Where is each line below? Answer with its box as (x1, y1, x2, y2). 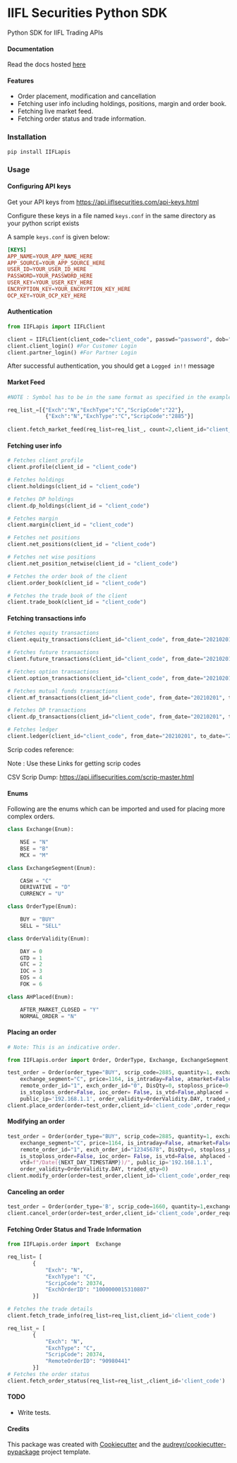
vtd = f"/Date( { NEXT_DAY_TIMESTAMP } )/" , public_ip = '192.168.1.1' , (20, 1159, 213, 1166)
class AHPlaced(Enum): (7, 993, 74, 1001)
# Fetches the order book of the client (7, 573, 128, 580)
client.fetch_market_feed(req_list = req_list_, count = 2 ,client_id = (7, 426, 207, 434)
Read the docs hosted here (7, 60, 86, 68)
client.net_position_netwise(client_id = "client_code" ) (7, 560, 178, 567)
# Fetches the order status (7, 1371, 90, 1378)
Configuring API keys (7, 182, 72, 191)
